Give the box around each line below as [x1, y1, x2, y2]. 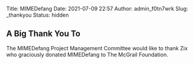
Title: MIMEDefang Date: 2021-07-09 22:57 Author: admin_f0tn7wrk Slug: [6, 5, 189, 12]
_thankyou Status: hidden [6, 11, 69, 19]
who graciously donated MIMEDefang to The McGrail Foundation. [6, 51, 168, 58]
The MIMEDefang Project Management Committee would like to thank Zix [6, 44, 188, 51]
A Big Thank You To [6, 29, 81, 39]
